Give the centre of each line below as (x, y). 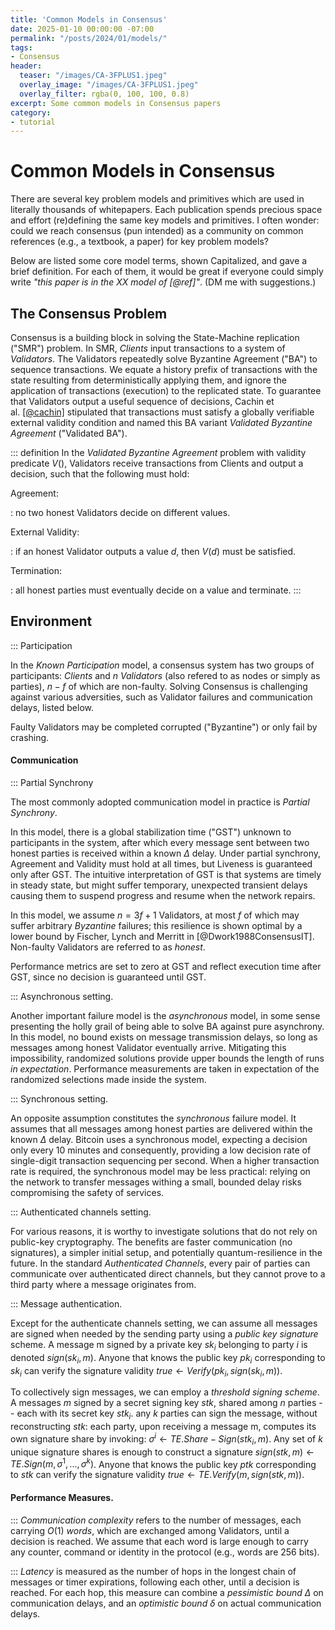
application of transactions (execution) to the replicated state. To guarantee (166, 390)
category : (31, 112)
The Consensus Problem (89, 313)
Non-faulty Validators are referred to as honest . (108, 947)
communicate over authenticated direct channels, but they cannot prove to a (168, 1274)
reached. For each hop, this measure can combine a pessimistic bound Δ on (167, 1592)
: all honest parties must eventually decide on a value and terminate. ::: (156, 590)
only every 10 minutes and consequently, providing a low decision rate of (161, 1150)
